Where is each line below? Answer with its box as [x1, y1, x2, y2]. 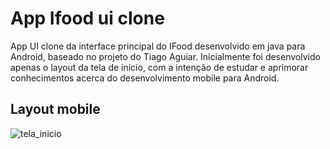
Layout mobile [10, 101, 101, 118]
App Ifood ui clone [10, 7, 165, 30]
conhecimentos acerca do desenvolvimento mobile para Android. [10, 72, 280, 84]
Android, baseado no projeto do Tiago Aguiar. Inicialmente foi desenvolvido [10, 50, 321, 62]
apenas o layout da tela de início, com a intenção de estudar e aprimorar [10, 61, 309, 73]
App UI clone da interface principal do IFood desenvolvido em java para [10, 40, 306, 52]
